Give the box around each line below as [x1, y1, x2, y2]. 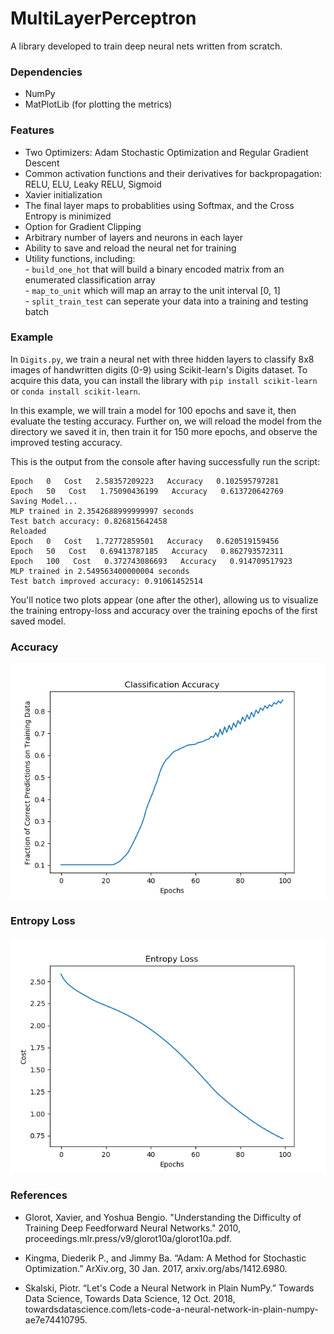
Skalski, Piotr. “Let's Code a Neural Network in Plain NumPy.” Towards [24, 1282, 315, 1294]
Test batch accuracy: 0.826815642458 [10, 516, 168, 526]
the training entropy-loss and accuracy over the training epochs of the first [10, 604, 318, 616]
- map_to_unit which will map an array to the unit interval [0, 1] [24, 284, 281, 296]
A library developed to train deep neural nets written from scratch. [10, 40, 283, 52]
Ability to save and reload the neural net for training [24, 242, 237, 254]
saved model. [10, 615, 67, 627]
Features [10, 123, 55, 137]
